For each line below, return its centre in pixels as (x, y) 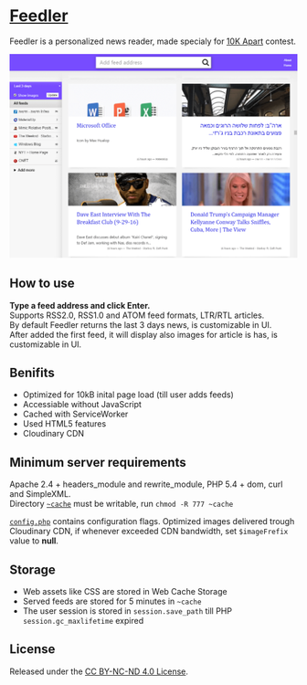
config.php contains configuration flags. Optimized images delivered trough (152, 522)
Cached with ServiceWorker (75, 414)
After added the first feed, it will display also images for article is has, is (144, 334)
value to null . (34, 541)
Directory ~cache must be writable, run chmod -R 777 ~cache (122, 504)
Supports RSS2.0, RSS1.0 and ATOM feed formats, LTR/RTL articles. (137, 315)
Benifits (32, 372)
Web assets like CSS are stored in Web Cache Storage (125, 592)
